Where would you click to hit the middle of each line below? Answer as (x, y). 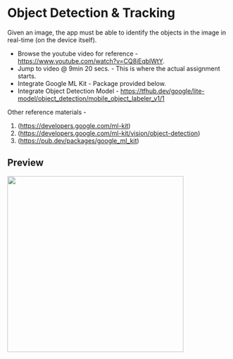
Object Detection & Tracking (92, 13)
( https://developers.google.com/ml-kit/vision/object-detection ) (109, 133)
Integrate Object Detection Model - (68, 91)
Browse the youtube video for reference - (78, 53)
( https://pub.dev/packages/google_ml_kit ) (78, 140)
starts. (27, 76)
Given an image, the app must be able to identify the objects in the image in (117, 32)
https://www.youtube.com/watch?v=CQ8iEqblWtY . (91, 61)
